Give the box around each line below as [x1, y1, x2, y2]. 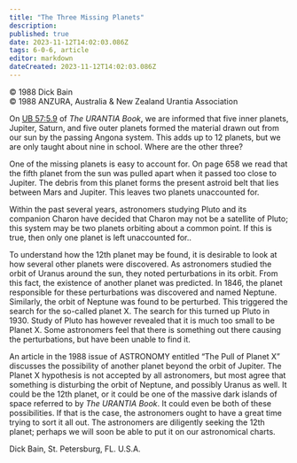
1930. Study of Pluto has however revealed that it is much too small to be [9, 315, 275, 326]
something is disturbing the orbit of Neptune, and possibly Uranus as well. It [9, 379, 287, 390]
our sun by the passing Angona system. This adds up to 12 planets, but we [9, 132, 281, 143]
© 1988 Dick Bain [9, 86, 74, 97]
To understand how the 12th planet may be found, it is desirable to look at [9, 249, 277, 259]
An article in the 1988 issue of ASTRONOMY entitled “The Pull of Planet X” [9, 351, 281, 361]
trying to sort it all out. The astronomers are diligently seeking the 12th [9, 417, 266, 428]
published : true [9, 29, 69, 38]
